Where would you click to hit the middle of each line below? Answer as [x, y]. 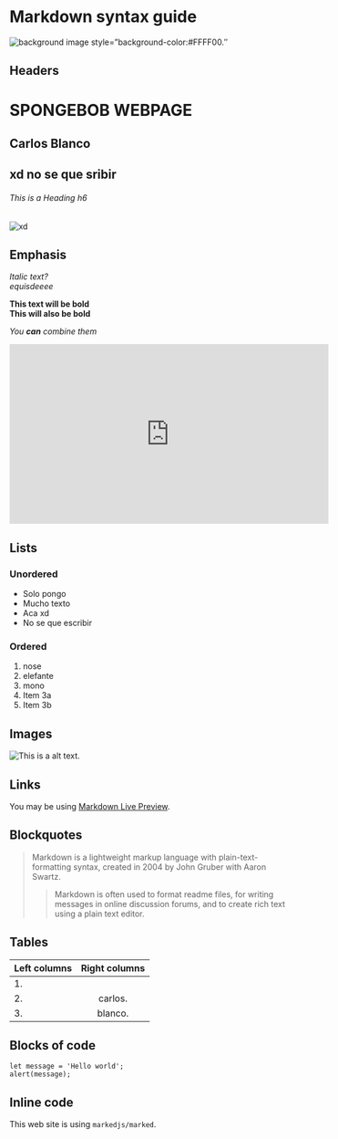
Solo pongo [44, 594]
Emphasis [38, 254]
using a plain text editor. [99, 914]
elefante [38, 676]
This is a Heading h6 [49, 197]
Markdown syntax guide [103, 17]
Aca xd [36, 613]
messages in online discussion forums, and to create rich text [169, 904]
